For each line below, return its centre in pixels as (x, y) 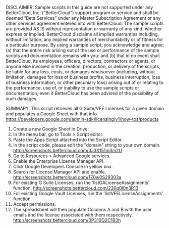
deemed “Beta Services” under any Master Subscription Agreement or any (83, 18)
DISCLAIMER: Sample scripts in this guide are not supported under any (79, 7)
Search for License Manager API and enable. (60, 172)
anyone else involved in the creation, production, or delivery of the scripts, (83, 66)
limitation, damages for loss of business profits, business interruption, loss (83, 77)
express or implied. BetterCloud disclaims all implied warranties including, (82, 34)
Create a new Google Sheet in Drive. (51, 129)
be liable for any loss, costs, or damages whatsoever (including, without (80, 72)
